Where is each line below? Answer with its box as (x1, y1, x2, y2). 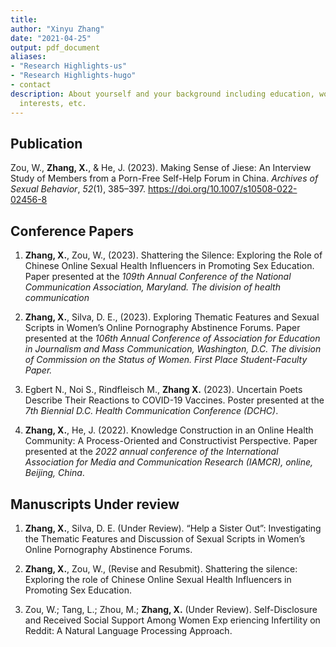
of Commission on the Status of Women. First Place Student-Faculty (24, 354, 308, 366)
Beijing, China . (24, 467, 85, 479)
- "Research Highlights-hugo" (10, 71, 137, 81)
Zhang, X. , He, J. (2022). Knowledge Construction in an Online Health (24, 424, 314, 436)
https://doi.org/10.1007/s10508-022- (147, 183, 298, 195)
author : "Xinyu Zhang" (10, 24, 105, 34)
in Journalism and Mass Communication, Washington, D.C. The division (24, 343, 322, 355)
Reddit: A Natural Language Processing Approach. (24, 624, 233, 636)
